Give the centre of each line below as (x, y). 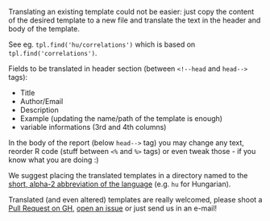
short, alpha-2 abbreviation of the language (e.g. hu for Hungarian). (120, 184)
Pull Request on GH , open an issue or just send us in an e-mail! (113, 208)
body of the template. (44, 29)
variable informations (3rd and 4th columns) (93, 127)
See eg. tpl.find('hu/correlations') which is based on (102, 44)
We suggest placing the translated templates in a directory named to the (128, 175)
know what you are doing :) (54, 160)
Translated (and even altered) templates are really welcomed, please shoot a (135, 200)
